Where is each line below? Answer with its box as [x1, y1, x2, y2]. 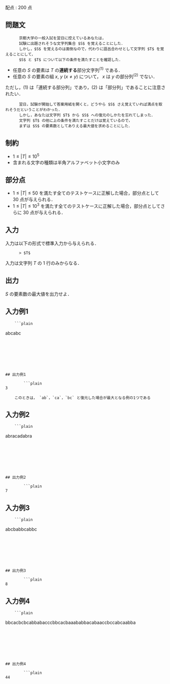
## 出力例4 [5, 661, 26, 666]
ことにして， [12, 51, 36, 57]
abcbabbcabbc [5, 526, 37, 532]
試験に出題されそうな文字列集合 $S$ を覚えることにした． [18, 41, 125, 46]
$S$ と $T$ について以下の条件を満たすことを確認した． [18, 57, 123, 62]
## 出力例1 [5, 372, 26, 377]
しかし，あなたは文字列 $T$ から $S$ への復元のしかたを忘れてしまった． [18, 113, 155, 118]
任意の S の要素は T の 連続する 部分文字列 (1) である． [12, 66, 123, 73]
